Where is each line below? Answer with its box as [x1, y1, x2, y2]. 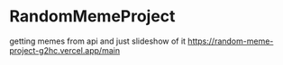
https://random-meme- [187, 36, 274, 46]
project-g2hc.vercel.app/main [9, 45, 120, 55]
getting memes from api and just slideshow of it [9, 36, 187, 46]
